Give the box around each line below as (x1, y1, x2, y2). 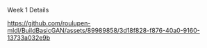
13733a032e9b (7, 34, 51, 42)
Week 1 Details (7, 6, 49, 14)
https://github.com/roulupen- (7, 19, 91, 27)
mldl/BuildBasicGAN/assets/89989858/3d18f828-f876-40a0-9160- (7, 27, 200, 34)
